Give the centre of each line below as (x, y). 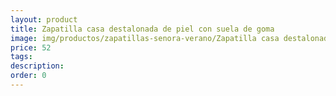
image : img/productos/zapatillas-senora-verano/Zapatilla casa (145, 38)
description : (37, 66)
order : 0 (28, 76)
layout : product (44, 19)
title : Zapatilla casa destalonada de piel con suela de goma (142, 29)
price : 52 (31, 47)
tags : (21, 57)
